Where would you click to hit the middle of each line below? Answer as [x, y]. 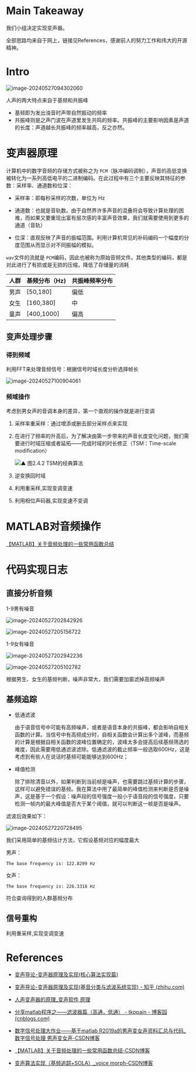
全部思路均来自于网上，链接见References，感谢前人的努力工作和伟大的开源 [97, 40]
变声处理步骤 [29, 337]
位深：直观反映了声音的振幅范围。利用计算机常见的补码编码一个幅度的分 [102, 237]
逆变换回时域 [30, 475]
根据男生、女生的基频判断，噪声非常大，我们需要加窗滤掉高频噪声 [85, 679]
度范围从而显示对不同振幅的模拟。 [56, 244]
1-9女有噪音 [20, 644]
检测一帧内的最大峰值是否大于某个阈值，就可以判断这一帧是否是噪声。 [99, 803]
